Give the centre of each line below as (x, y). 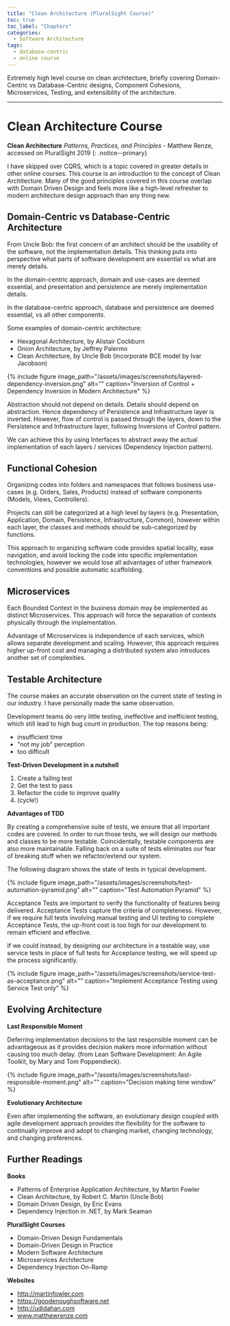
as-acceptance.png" (36, 981)
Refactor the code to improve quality (68, 792)
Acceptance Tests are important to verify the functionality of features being (114, 903)
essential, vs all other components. (56, 315)
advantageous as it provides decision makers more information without (107, 1047)
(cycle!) (28, 800)
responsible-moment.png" (44, 1082)
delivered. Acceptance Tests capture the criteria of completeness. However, (114, 910)
